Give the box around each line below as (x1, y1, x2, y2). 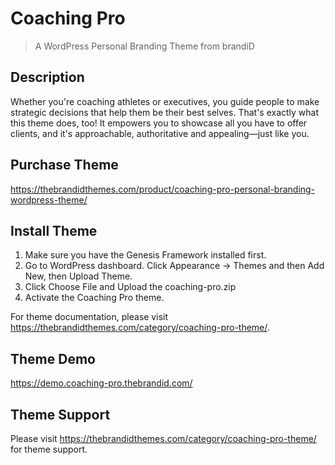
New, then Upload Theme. (24, 270, 133, 282)
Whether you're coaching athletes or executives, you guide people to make (10, 95, 320, 107)
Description (10, 69, 85, 86)
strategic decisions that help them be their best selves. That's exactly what (10, 106, 320, 118)
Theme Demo (10, 350, 96, 367)
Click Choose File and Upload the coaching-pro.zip (24, 281, 237, 293)
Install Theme (10, 222, 98, 239)
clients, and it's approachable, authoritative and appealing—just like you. (10, 127, 310, 139)
